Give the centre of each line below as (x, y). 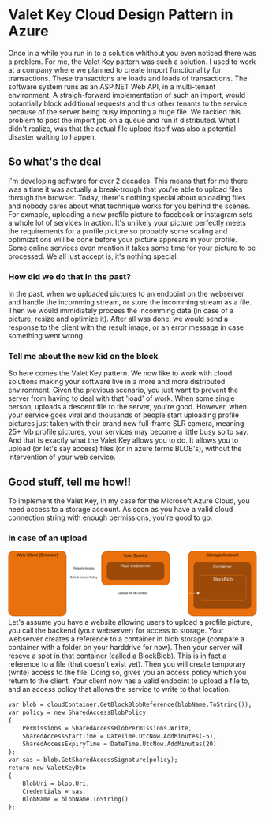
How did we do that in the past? (70, 276)
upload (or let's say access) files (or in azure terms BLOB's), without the (125, 449)
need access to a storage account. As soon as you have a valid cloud (121, 510)
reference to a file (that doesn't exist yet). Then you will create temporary (127, 663)
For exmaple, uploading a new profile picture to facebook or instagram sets (131, 214)
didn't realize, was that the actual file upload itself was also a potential (122, 129)
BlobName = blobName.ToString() (75, 799)
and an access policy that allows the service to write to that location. (119, 689)
